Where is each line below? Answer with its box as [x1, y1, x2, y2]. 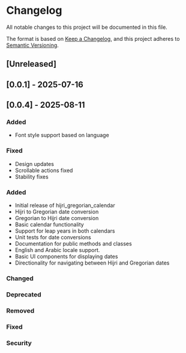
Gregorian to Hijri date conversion [14, 215, 99, 221]
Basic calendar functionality [14, 221, 84, 228]
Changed [6, 274, 34, 283]
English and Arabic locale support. [14, 247, 100, 253]
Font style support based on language [14, 132, 109, 139]
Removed [6, 306, 35, 315]
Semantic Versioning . [6, 41, 59, 49]
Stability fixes [14, 173, 49, 180]
